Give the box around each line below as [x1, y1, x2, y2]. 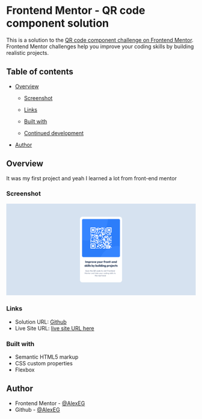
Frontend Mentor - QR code [6, 4, 145, 17]
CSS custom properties [14, 360, 73, 367]
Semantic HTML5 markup [14, 353, 79, 361]
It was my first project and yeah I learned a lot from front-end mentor [6, 174, 177, 181]
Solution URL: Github [14, 318, 67, 326]
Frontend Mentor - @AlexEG [14, 399, 85, 407]
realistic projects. [6, 49, 49, 56]
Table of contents [6, 67, 73, 77]
